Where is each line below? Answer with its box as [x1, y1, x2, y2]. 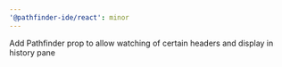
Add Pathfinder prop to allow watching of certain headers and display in [9, 38, 274, 48]
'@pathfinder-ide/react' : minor [9, 13, 129, 22]
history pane [9, 46, 56, 58]
